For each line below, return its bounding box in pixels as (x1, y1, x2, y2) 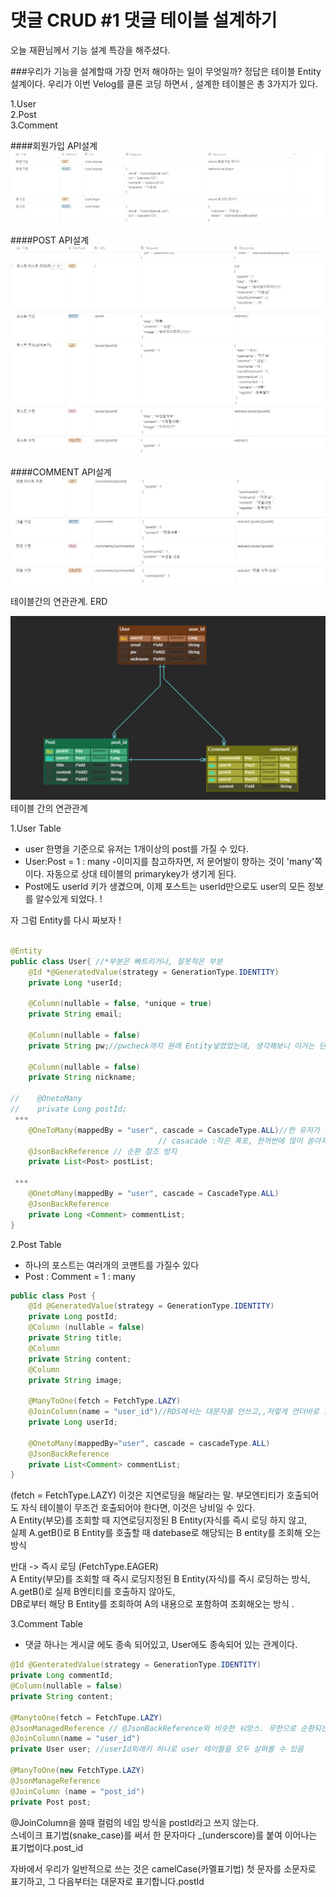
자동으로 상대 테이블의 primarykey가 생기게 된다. (46, 868, 237, 880)
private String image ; (28, 1375, 123, 1385)
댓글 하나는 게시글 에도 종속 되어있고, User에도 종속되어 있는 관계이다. (24, 1639, 298, 1651)
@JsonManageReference (10, 1776, 101, 1786)
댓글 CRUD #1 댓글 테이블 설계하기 (10, 9, 278, 32)
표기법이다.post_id (10, 1841, 84, 1853)
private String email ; (28, 1009, 123, 1020)
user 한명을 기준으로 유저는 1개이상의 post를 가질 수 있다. (24, 843, 249, 855)
